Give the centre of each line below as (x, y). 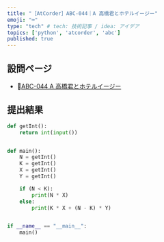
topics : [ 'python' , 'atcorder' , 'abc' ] (64, 33)
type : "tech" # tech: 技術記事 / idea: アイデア (73, 26)
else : (27, 202)
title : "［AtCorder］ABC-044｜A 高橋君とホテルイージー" (83, 13)
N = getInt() (38, 157)
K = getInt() (38, 164)
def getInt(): (27, 126)
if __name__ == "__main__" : (47, 226)
